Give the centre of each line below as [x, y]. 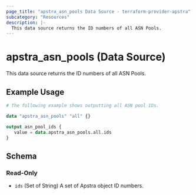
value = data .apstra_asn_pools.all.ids [63, 132]
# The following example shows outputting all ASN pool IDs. [83, 105]
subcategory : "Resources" [38, 17]
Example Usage [35, 92]
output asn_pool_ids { [34, 127]
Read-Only [22, 173]
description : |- [26, 22]
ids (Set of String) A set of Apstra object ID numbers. [79, 186]
